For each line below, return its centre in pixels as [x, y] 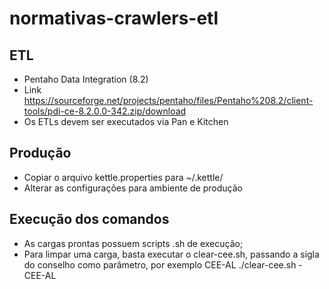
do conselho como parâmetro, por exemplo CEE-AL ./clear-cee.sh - [163, 264]
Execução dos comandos [89, 219]
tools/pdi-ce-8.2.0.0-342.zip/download [105, 111]
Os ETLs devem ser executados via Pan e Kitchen [126, 121]
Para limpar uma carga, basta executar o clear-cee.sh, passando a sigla [171, 254]
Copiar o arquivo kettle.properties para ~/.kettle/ [123, 177]
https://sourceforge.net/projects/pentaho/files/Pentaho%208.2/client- [168, 100]
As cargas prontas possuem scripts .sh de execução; [133, 243]
